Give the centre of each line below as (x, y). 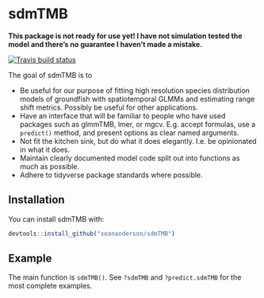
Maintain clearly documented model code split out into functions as (130, 158)
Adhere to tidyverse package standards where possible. (111, 175)
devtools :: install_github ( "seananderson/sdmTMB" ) (92, 234)
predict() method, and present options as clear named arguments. (129, 133)
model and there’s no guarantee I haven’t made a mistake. (105, 44)
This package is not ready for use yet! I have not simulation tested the (126, 36)
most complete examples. (50, 286)
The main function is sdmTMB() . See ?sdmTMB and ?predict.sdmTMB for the (125, 277)
